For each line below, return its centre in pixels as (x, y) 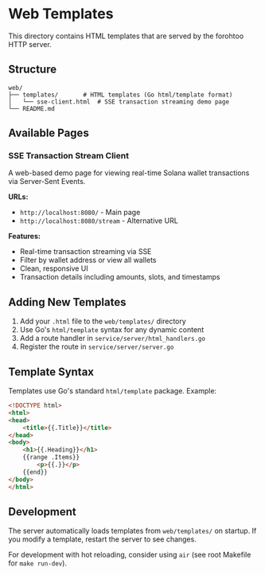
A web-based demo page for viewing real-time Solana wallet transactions (129, 173)
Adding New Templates (67, 302)
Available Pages (49, 133)
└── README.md (32, 108)
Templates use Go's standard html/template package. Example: (113, 391)
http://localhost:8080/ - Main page (80, 213)
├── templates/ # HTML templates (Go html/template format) (121, 95)
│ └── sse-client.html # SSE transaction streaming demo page (119, 102)
